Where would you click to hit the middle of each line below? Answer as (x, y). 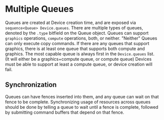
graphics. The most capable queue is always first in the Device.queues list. (80, 54)
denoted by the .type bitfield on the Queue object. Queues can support (77, 33)
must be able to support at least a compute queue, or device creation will (79, 64)
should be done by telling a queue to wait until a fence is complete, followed (82, 107)
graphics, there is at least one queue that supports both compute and (75, 48)
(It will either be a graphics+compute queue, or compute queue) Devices (78, 59)
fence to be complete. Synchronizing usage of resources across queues (78, 102)
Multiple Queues (39, 9)
